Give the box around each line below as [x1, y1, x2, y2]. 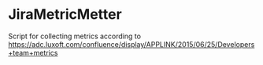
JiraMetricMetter [8, 5, 122, 23]
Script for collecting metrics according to [8, 31, 142, 41]
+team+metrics [8, 48, 58, 57]
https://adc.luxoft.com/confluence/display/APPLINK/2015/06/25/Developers [8, 39, 255, 49]
